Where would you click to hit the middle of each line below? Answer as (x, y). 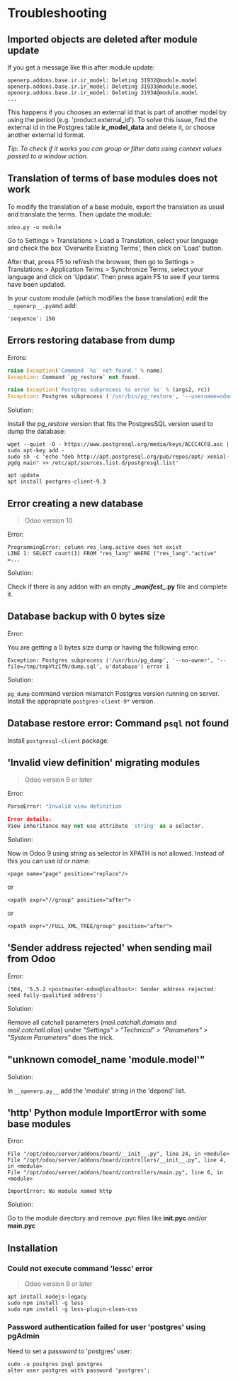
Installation (33, 1248)
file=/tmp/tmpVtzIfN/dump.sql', (55, 666)
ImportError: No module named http (60, 1191)
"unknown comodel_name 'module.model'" (106, 1060)
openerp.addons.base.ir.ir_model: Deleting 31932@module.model (103, 80)
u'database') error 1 (137, 666)
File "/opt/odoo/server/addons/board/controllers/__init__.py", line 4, (117, 1160)
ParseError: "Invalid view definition (64, 807)
